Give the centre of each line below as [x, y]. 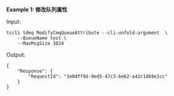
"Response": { [35, 71]
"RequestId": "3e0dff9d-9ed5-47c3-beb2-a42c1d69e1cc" [98, 77]
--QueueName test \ [42, 38]
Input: [14, 22]
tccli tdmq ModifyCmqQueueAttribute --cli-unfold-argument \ [87, 33]
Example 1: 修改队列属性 [37, 9]
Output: [16, 55]
